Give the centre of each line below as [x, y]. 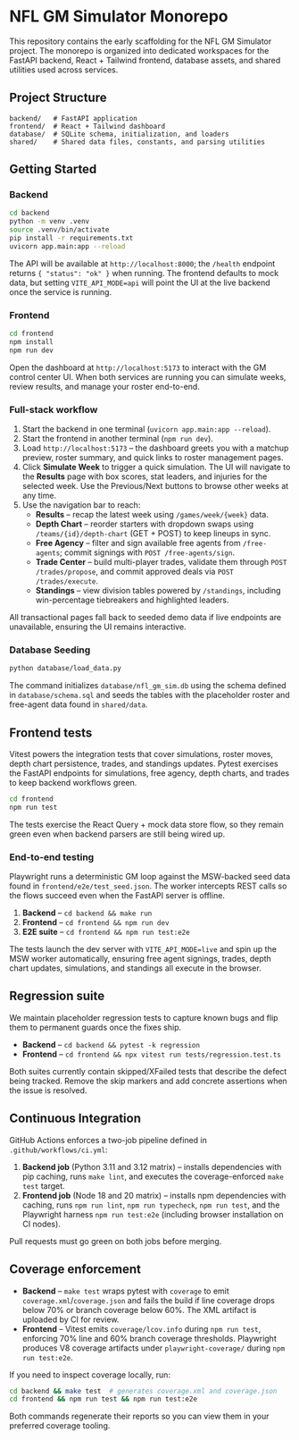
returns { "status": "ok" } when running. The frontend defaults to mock [144, 273]
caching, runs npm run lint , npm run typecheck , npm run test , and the [151, 1205]
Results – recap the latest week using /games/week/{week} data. [152, 515]
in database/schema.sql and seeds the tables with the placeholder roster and [149, 695]
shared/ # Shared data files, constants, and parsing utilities [137, 142]
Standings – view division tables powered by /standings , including [158, 591]
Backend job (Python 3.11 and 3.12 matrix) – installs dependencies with [152, 1166]
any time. [39, 496]
